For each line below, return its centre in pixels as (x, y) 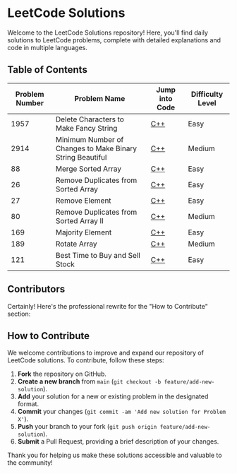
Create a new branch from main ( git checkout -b (89, 381)
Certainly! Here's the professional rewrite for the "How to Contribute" (108, 306)
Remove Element (83, 201)
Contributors (36, 289)
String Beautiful (81, 157)
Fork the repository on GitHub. (62, 374)
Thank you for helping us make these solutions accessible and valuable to (115, 455)
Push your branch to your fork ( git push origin (87, 427)
